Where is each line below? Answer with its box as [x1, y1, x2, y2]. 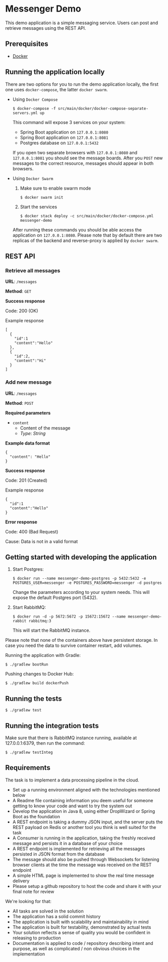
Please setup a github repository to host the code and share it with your [12, 883, 161, 889]
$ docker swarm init [20, 195, 64, 200]
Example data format [5, 440, 50, 446]
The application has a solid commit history [12, 913, 101, 919]
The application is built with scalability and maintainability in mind [12, 919, 149, 925]
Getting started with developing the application [5, 553, 157, 561]
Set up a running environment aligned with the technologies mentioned [12, 787, 160, 793]
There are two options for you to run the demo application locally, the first [5, 81, 159, 87]
